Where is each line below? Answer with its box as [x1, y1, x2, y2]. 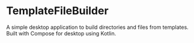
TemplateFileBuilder [6, 4, 109, 18]
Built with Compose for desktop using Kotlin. [6, 29, 117, 37]
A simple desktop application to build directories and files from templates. [6, 24, 189, 31]
